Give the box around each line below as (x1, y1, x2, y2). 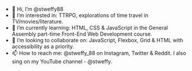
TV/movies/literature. (11, 18, 63, 25)
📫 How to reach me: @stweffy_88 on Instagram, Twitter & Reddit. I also (11, 50, 187, 56)
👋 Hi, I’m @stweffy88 (11, 6, 64, 12)
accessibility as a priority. (11, 43, 75, 50)
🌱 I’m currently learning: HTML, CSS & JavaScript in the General (11, 24, 168, 31)
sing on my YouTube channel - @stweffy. (11, 58, 113, 65)
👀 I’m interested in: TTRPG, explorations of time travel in (11, 12, 149, 19)
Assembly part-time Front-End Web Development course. (11, 31, 152, 38)
